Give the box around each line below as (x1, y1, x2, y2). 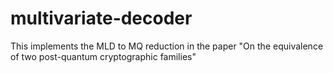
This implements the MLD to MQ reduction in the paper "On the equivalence (10, 40, 324, 52)
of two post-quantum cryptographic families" (10, 50, 197, 62)
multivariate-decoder (10, 7, 193, 30)
